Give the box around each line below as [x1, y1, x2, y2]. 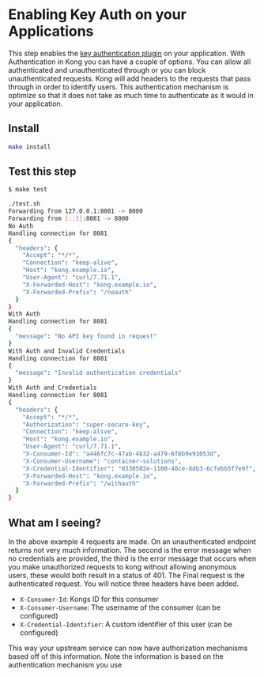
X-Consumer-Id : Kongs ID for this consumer [19, 595, 160, 603]
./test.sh [8, 200, 41, 208]
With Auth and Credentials [8, 384, 97, 392]
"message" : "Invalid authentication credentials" [15, 369, 182, 377]
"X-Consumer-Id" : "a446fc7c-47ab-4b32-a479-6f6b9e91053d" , [22, 450, 221, 458]
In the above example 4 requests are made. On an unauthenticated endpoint [8, 537, 257, 547]
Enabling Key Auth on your [8, 6, 187, 24]
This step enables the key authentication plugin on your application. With [8, 48, 246, 58]
